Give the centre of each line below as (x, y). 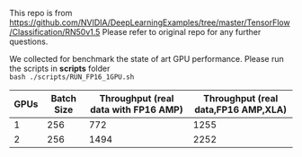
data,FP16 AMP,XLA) (241, 109)
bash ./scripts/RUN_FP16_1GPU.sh (72, 77)
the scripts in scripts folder (60, 68)
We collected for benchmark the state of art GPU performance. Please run (147, 59)
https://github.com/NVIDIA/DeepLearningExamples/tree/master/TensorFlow (150, 22)
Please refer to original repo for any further (182, 32)
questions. (29, 41)
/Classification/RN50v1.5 (55, 32)
